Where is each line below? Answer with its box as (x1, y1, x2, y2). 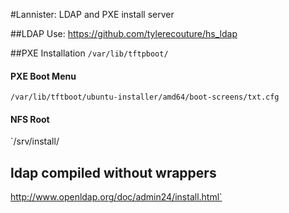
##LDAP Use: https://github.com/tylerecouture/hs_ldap (10, 28, 238, 39)
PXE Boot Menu (10, 70, 77, 82)
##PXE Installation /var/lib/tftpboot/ (10, 47, 169, 59)
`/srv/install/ (10, 135, 60, 148)
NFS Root (10, 113, 50, 125)
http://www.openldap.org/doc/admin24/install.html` (10, 191, 223, 203)
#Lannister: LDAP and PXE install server (10, 9, 175, 20)
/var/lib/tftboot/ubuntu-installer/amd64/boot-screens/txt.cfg (10, 92, 280, 103)
